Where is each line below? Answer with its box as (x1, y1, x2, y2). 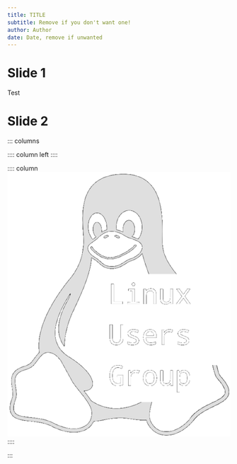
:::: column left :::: (7, 151, 58, 159)
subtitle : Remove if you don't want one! (7, 18, 132, 26)
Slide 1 (7, 65, 46, 81)
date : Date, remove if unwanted (7, 34, 103, 41)
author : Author (7, 26, 52, 33)
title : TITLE (7, 11, 46, 18)
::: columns (7, 137, 40, 145)
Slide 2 (7, 113, 49, 129)
